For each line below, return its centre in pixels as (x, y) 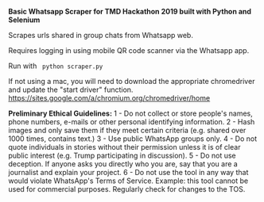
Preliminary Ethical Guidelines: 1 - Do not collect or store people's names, (130, 113)
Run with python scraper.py (56, 66)
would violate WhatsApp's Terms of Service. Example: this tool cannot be (128, 181)
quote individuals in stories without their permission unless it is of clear (124, 147)
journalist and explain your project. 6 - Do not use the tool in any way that (128, 172)
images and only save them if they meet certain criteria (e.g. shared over (127, 130)
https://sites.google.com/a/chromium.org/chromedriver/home (109, 98)
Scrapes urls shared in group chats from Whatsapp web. (101, 35)
